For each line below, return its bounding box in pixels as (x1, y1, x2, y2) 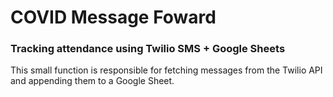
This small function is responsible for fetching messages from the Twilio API (10, 64, 323, 76)
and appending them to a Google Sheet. (10, 75, 175, 87)
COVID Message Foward (10, 6, 217, 29)
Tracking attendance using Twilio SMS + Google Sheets (10, 42, 286, 56)
